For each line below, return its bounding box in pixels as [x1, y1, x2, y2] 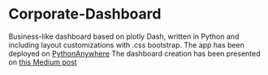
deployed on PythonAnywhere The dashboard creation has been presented [8, 48, 262, 58]
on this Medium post [8, 57, 77, 67]
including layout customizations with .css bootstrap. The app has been [8, 40, 245, 49]
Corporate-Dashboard [8, 5, 162, 23]
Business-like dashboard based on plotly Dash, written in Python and [8, 31, 240, 41]
